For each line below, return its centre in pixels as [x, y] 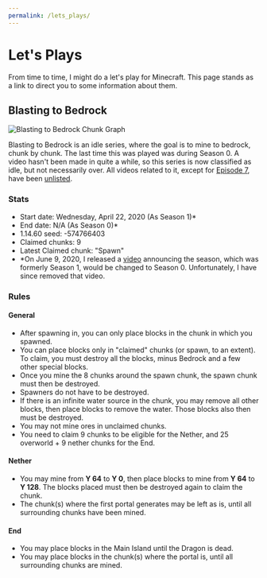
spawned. [36, 341]
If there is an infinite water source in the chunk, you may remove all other [139, 400]
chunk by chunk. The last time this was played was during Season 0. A [124, 153]
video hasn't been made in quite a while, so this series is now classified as [130, 162]
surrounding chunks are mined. [71, 565]
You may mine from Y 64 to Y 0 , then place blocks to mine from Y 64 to [137, 479]
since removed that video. [62, 276]
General [22, 316]
